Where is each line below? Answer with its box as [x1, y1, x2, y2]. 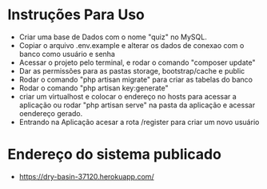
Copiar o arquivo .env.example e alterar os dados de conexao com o [18, 40, 245, 50]
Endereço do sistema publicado [7, 146, 221, 163]
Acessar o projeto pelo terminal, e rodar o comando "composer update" [18, 58, 256, 67]
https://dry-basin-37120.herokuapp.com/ [18, 171, 154, 181]
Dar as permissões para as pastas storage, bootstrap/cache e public [18, 66, 245, 75]
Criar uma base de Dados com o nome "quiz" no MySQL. [18, 32, 207, 42]
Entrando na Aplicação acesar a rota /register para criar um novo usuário [18, 117, 260, 127]
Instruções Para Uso [7, 6, 145, 24]
